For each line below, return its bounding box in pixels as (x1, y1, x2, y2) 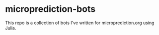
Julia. (5, 25, 16, 31)
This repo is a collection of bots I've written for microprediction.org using (5, 20, 155, 26)
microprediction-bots (5, 3, 96, 15)
